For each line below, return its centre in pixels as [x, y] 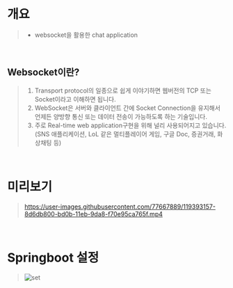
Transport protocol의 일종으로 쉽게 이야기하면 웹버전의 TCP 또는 [123, 90]
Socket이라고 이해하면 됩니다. [75, 99]
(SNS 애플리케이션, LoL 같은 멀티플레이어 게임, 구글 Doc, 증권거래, [125, 134]
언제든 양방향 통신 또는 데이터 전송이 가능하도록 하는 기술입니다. [121, 116]
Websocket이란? [43, 73]
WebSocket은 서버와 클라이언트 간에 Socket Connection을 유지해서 [128, 108]
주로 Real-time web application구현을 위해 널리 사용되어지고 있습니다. [130, 125]
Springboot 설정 [53, 257]
